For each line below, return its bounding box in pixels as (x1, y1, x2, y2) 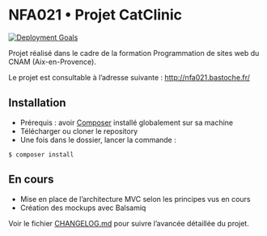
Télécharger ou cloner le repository (19, 126, 138, 135)
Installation (8, 96, 66, 110)
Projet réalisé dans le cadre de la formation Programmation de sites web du (8, 48, 260, 58)
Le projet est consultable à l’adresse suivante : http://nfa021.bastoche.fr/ (8, 72, 251, 82)
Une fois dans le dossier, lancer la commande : (19, 135, 176, 144)
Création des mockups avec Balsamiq (19, 203, 146, 212)
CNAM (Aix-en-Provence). (8, 57, 97, 67)
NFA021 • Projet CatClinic (8, 6, 183, 24)
